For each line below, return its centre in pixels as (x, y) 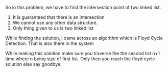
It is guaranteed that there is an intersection (58, 17)
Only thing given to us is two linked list (53, 28)
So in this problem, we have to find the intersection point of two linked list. (83, 7)
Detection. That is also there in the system (50, 43)
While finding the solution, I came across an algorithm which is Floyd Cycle (84, 38)
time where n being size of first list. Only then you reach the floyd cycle (80, 59)
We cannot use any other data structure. (55, 23)
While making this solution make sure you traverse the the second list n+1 (82, 53)
